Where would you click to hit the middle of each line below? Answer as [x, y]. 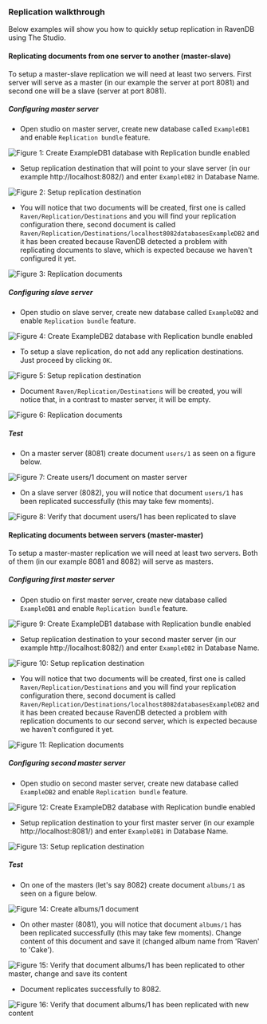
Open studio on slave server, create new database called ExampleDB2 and [139, 313]
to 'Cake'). [37, 949]
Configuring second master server [67, 763]
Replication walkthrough [57, 12]
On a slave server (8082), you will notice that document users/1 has [132, 493]
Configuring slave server [51, 293]
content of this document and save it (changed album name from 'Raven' [139, 941]
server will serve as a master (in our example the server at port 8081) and [129, 82]
